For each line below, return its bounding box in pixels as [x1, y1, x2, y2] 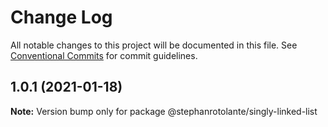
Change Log [10, 6, 113, 29]
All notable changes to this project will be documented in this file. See [10, 39, 298, 51]
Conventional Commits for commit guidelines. [10, 49, 198, 61]
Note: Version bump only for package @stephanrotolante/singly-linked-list [10, 105, 318, 117]
